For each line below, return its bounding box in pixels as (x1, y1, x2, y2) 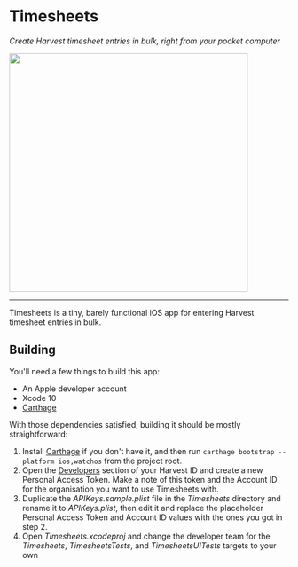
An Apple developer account (21, 383, 127, 394)
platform (21, 457, 55, 466)
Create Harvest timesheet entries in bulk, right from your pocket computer (9, 35, 281, 46)
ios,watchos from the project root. (58, 455, 183, 466)
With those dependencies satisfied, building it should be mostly (9, 419, 241, 429)
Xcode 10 (21, 392, 57, 403)
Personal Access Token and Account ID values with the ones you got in (21, 512, 283, 523)
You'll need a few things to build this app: (9, 366, 160, 376)
